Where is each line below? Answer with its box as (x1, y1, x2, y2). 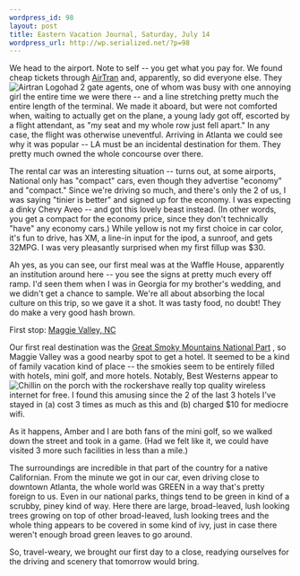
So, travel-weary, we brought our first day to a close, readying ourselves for (9, 546, 289, 557)
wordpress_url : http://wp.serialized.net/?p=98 (9, 38, 191, 48)
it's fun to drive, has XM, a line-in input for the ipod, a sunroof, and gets (9, 232, 273, 243)
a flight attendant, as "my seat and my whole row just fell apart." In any (9, 120, 270, 131)
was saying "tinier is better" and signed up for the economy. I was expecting (9, 195, 291, 205)
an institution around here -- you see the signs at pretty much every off (9, 269, 272, 280)
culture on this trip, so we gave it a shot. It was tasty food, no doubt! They (9, 298, 282, 309)
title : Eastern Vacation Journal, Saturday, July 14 (9, 30, 210, 39)
